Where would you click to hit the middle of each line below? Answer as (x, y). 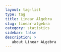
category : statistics (28, 28)
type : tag (15, 14)
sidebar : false (21, 33)
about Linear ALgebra (34, 42)
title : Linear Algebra (29, 19)
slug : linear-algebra (28, 24)
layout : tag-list (23, 10)
